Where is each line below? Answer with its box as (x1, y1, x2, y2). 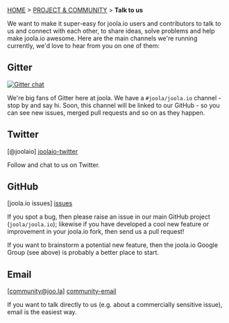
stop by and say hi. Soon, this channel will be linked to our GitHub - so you (7, 101, 220, 109)
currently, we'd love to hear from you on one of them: (7, 42, 160, 49)
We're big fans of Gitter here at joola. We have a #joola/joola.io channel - (7, 93, 221, 102)
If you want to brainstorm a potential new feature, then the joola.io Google (7, 241, 219, 249)
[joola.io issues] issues (7, 199, 73, 207)
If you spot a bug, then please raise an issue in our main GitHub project (7, 212, 210, 221)
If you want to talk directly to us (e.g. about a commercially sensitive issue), (7, 301, 223, 309)
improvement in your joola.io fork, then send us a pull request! (7, 228, 185, 236)
